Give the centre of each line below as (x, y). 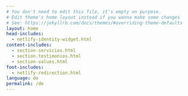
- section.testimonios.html (47, 56)
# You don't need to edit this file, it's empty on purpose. (84, 12)
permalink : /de (25, 84)
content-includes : (29, 45)
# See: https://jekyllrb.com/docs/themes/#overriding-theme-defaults (95, 23)
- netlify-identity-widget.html (52, 39)
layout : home (22, 28)
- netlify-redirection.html (47, 73)
